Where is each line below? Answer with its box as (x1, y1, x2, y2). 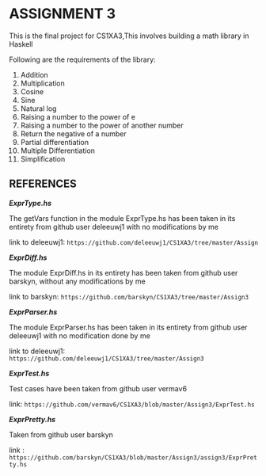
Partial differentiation (20, 137, 89, 147)
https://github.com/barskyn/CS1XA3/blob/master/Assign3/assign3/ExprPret (9, 453, 258, 462)
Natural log (20, 104, 57, 113)
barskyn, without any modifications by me (9, 276, 146, 286)
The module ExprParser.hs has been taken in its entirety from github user (9, 322, 248, 332)
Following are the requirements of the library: (9, 55, 157, 64)
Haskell (9, 39, 33, 48)
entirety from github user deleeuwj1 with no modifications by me (9, 222, 218, 231)
